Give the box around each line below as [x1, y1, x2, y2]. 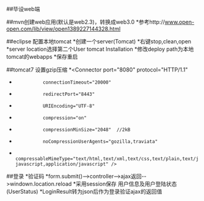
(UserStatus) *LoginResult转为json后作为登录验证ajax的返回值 [6, 188, 162, 195]
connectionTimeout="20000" [42, 79, 112, 86]
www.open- [164, 18, 194, 26]
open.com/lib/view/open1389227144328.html [6, 25, 121, 32]
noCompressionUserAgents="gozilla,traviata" [42, 139, 158, 145]
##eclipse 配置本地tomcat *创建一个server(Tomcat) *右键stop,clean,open [6, 38, 191, 45]
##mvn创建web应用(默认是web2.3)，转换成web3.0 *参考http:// [6, 18, 165, 26]
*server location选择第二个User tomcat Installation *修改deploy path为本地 [6, 45, 194, 53]
